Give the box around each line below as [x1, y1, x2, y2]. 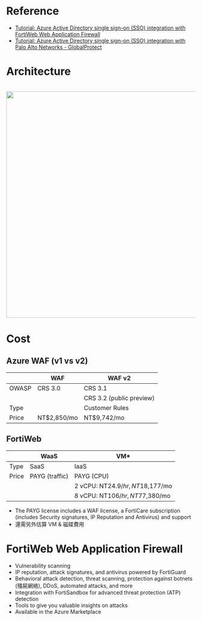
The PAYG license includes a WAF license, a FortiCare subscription [14, 507, 180, 514]
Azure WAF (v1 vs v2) [6, 356, 88, 366]
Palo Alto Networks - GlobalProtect [14, 43, 102, 51]
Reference [6, 4, 59, 18]
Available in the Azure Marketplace [14, 608, 102, 615]
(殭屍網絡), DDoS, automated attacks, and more [14, 582, 133, 589]
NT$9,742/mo [84, 413, 125, 422]
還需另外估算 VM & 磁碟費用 [14, 520, 84, 527]
